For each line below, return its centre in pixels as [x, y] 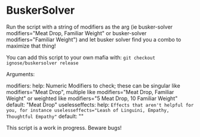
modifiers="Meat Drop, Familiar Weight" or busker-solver [76, 33]
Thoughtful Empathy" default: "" [45, 116]
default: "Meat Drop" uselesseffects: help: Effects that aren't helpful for [100, 104]
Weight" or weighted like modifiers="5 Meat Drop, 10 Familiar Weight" [92, 98]
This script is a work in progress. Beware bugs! [64, 127]
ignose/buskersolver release [42, 63]
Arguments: [21, 74]
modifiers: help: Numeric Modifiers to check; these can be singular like [93, 85]
